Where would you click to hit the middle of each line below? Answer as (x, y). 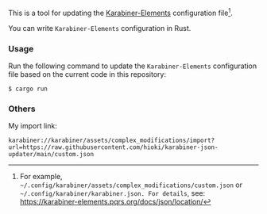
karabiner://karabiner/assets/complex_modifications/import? (112, 141)
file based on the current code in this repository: (87, 74)
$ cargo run (28, 89)
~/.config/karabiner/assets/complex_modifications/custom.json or (131, 185)
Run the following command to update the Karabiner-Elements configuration (132, 66)
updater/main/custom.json (51, 155)
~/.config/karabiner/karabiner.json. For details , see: (112, 193)
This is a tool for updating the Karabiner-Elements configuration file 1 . (120, 12)
